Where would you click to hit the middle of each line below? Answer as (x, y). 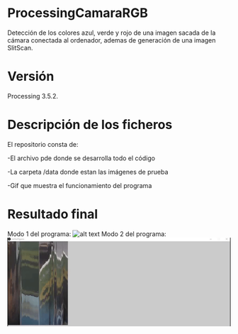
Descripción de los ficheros (90, 125)
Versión (31, 77)
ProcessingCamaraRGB (78, 13)
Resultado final (53, 214)
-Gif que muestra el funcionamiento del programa (80, 185)
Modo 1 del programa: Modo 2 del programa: (87, 234)
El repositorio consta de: (43, 144)
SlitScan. (20, 48)
